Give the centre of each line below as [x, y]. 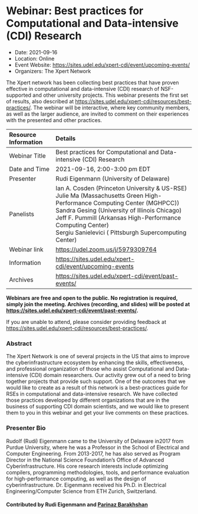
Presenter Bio [26, 428]
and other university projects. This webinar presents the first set [110, 95]
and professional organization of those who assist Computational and [90, 369]
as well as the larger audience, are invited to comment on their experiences [98, 114]
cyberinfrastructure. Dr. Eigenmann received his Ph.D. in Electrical [86, 484]
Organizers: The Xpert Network [53, 71]
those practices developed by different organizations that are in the [88, 400]
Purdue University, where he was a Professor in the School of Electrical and [98, 447]
